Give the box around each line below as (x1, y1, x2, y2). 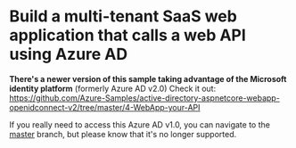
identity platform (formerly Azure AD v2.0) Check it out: (9, 83, 217, 94)
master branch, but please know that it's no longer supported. (9, 128, 237, 139)
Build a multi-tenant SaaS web (9, 6, 238, 27)
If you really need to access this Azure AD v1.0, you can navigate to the (9, 119, 270, 130)
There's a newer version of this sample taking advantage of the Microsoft (9, 73, 287, 84)
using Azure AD (9, 45, 127, 64)
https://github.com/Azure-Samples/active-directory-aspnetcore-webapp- (9, 92, 281, 103)
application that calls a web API (9, 25, 247, 45)
